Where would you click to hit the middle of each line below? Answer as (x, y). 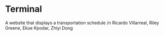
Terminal (24, 9)
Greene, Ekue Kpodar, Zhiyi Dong (39, 28)
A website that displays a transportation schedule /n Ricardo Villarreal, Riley (82, 23)
